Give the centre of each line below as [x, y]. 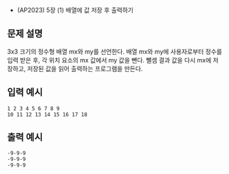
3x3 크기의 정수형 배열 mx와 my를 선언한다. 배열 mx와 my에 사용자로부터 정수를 [115, 51]
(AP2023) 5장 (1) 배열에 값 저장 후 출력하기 [75, 10]
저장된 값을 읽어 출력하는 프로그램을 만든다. [85, 69]
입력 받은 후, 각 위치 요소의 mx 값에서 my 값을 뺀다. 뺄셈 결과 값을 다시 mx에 [109, 60]
